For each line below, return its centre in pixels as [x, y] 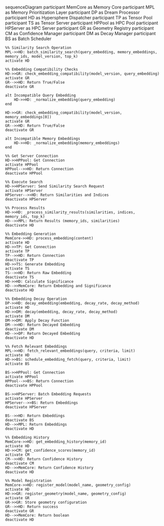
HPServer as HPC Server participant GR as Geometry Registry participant [80, 28]
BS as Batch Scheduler [28, 39]
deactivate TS [20, 277]
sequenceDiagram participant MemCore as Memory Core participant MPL [80, 7]
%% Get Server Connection [32, 156]
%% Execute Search [24, 182]
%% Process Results [25, 208]
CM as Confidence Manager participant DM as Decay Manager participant [81, 33]
